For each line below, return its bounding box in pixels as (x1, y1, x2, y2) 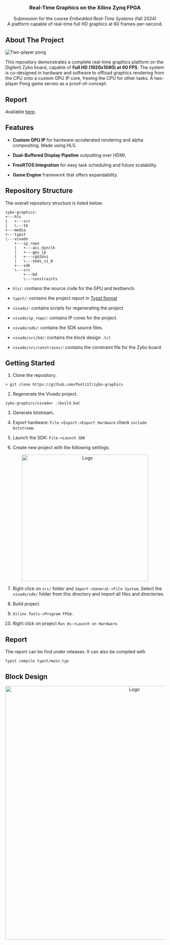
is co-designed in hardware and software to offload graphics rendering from (5, 70, 164, 76)
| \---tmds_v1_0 (14, 258, 53, 264)
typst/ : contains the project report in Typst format (12, 295, 117, 301)
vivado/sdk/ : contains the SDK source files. (12, 324, 103, 331)
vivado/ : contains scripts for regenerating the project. (12, 305, 125, 311)
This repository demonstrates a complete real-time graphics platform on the (5, 59, 164, 65)
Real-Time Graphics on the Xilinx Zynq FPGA (29, 4, 141, 11)
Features (5, 123, 34, 132)
